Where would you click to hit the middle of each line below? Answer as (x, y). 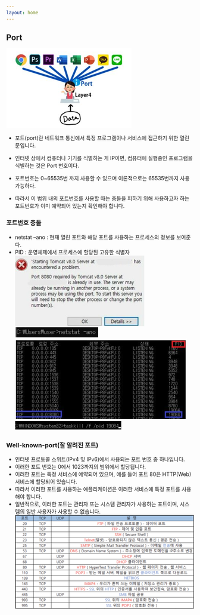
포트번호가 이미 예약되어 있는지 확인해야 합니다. (70, 206)
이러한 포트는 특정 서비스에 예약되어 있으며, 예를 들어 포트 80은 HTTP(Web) (103, 474)
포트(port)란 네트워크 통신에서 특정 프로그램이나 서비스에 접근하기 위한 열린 (102, 138)
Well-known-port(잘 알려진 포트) (52, 445)
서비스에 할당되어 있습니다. (46, 482)
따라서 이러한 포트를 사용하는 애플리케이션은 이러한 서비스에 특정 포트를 (97, 489)
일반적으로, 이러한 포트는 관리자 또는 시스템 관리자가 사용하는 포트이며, (96, 504)
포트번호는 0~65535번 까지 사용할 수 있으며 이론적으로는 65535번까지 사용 (102, 179)
